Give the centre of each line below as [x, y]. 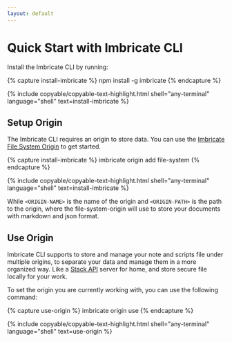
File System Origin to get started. [54, 146]
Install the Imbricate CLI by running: [58, 67]
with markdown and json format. [53, 216]
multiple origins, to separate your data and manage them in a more [102, 262]
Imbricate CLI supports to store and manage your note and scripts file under [115, 255]
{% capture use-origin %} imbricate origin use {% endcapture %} [100, 311]
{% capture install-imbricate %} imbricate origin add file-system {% [104, 160]
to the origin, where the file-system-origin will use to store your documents [114, 209]
